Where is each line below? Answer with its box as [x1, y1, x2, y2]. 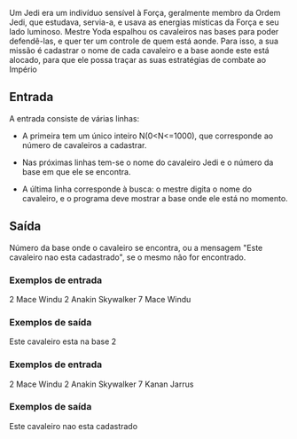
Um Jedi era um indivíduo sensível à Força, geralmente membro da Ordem [9, 8, 281, 18]
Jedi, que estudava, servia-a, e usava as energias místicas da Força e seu [9, 17, 279, 27]
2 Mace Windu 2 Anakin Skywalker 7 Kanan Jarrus [9, 379, 194, 389]
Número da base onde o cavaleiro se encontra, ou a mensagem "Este [9, 242, 263, 253]
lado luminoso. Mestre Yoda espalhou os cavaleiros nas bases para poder [9, 27, 279, 36]
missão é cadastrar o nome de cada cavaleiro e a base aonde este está [9, 45, 270, 56]
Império [9, 64, 37, 74]
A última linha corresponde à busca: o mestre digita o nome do [21, 184, 253, 194]
